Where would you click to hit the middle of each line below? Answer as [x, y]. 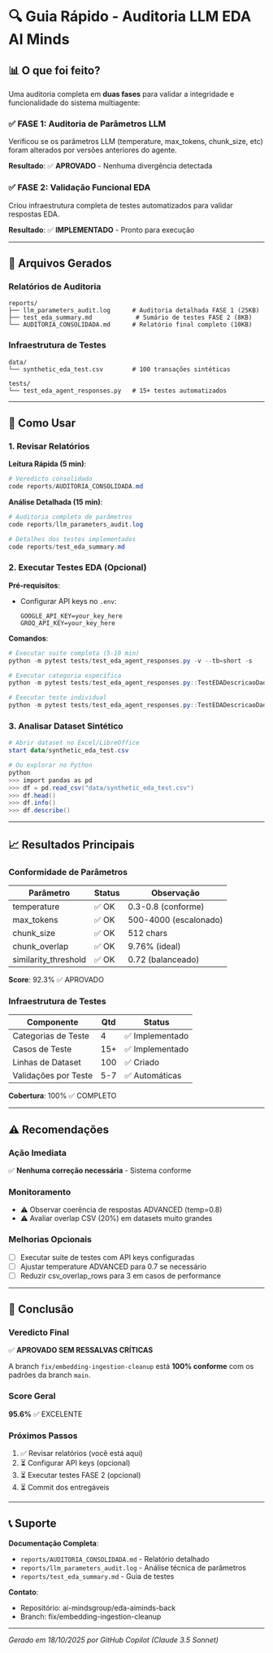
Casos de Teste [42, 1049]
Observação [176, 893]
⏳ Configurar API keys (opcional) [75, 1463]
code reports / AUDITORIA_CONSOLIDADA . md [76, 487]
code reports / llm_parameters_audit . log [76, 524]
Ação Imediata [38, 1152]
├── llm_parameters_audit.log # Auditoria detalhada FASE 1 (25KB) [134, 311]
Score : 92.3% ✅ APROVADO [56, 979]
